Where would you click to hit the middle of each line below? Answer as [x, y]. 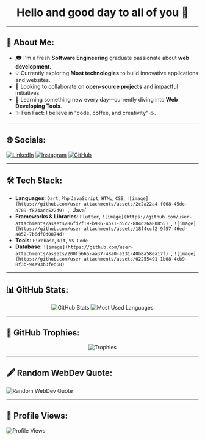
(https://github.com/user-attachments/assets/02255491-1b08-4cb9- [101, 259]
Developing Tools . [38, 106]
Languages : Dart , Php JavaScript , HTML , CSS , [70, 198]
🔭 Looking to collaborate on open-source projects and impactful [96, 86]
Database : [28, 247]
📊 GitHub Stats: [38, 290]
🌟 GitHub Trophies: [43, 333]
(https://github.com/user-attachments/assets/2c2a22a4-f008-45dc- [101, 204]
